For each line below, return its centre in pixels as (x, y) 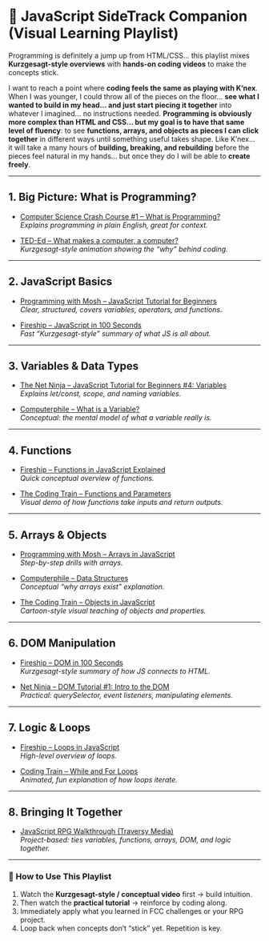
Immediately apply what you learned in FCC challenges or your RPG (132, 911)
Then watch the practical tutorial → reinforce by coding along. (123, 903)
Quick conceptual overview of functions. (87, 479)
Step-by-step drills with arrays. (71, 563)
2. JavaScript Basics (60, 282)
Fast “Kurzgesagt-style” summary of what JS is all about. (115, 333)
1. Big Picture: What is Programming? (102, 197)
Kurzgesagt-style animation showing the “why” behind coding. (124, 249)
